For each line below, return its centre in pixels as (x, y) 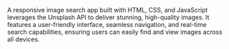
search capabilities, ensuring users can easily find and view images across (115, 32)
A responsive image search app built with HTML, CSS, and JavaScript (108, 10)
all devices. (23, 39)
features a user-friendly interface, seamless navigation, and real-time (107, 24)
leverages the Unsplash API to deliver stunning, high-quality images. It (108, 17)
